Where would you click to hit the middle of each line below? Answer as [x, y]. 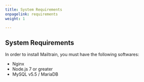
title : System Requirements [34, 10]
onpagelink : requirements [31, 14]
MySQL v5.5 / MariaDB [35, 74]
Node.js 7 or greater [32, 69]
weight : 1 [15, 19]
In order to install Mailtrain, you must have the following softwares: [72, 55]
